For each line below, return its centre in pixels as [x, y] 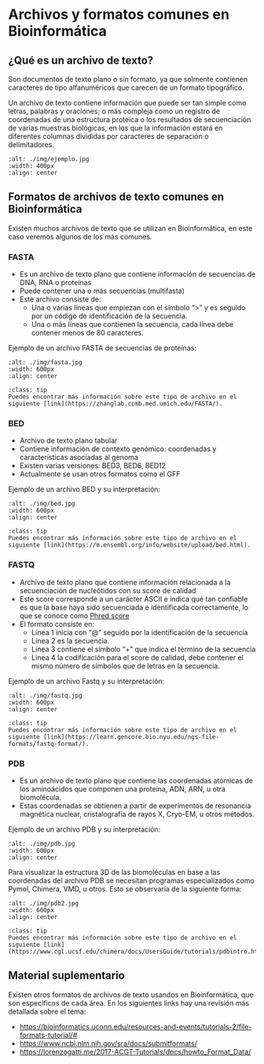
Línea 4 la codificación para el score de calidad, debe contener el [137, 657]
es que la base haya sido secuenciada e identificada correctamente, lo [134, 607]
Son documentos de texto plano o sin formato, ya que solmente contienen [128, 79]
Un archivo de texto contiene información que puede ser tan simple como [127, 103]
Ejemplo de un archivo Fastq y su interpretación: [86, 681]
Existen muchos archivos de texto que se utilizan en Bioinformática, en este [130, 228]
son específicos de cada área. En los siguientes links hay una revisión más [129, 1003]
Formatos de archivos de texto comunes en [116, 197]
